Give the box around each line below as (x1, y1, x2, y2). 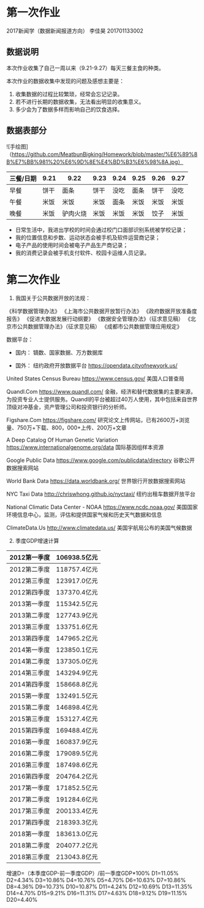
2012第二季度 (9, 565, 50, 574)
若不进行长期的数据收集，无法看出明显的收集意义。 (15, 98, 145, 105)
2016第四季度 (9, 772, 50, 780)
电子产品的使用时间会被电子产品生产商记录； (15, 241, 129, 248)
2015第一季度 (9, 691, 50, 700)
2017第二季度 (9, 795, 50, 804)
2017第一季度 (9, 783, 50, 792)
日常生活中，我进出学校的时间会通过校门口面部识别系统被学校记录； (15, 226, 187, 233)
